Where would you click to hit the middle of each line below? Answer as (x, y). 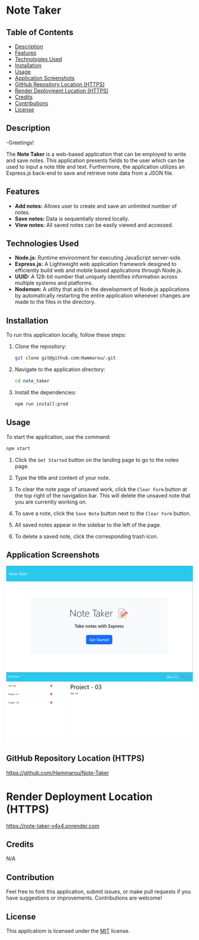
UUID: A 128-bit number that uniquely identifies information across (96, 277)
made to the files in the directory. (55, 302)
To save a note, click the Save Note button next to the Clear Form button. (103, 513)
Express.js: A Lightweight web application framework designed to (95, 264)
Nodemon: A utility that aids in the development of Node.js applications (102, 289)
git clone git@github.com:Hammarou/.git (65, 358)
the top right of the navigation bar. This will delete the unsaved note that (102, 495)
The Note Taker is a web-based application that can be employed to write (96, 154)
